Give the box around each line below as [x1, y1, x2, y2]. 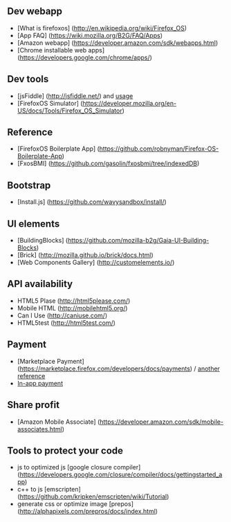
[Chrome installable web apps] [17, 46, 105, 54]
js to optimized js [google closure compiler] [17, 463, 141, 472]
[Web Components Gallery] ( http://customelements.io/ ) [17, 259, 175, 267]
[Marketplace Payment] [17, 357, 84, 365]
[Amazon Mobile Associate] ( [17, 418, 100, 426]
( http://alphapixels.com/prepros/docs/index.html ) [17, 507, 158, 516]
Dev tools [7, 73, 49, 85]
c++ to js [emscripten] [17, 485, 81, 494]
